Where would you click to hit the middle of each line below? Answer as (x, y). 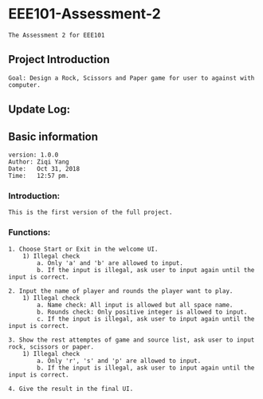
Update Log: (39, 110)
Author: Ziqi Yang (39, 162)
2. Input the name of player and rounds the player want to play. (121, 291)
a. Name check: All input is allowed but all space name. (135, 305)
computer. (25, 85)
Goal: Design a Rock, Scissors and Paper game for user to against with (131, 78)
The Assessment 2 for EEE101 (57, 35)
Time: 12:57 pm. (39, 176)
